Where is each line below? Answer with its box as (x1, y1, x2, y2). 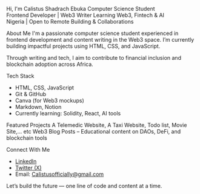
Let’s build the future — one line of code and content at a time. (6, 183, 162, 189)
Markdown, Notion (15, 103, 62, 111)
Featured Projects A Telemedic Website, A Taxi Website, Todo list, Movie (6, 121, 187, 129)
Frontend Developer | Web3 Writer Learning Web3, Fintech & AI (6, 11, 165, 19)
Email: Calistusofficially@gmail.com (15, 170, 104, 178)
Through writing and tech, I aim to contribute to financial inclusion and (6, 54, 182, 61)
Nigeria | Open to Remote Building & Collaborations (6, 18, 134, 25)
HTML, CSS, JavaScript (15, 84, 75, 91)
